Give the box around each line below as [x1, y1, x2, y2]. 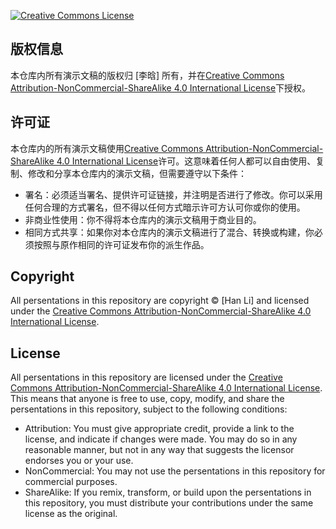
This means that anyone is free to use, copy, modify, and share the [10, 393, 285, 405]
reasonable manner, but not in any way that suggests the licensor [24, 444, 295, 456]
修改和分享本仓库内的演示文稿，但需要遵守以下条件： [27, 167, 247, 179]
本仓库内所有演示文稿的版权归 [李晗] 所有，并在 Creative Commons [10, 69, 285, 81]
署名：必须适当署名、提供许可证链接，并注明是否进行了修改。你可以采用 [24, 188, 323, 200]
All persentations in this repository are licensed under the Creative [10, 371, 283, 384]
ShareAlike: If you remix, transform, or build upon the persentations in [24, 486, 312, 499]
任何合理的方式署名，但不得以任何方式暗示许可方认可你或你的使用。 [24, 201, 306, 213]
